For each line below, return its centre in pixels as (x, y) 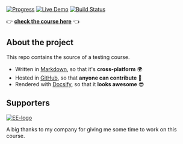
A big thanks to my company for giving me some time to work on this (91, 129)
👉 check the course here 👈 (43, 21)
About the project (40, 42)
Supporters (28, 103)
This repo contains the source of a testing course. (68, 57)
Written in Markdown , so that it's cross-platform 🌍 (79, 69)
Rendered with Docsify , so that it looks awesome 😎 (79, 84)
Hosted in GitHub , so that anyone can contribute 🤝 (78, 78)
